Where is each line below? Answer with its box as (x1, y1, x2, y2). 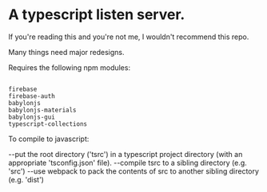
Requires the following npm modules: (8, 62, 130, 72)
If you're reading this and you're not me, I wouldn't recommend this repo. (8, 32, 249, 41)
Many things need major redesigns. (8, 47, 126, 57)
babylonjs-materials (8, 106, 78, 114)
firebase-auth (8, 92, 56, 100)
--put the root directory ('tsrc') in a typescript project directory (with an (8, 149, 243, 159)
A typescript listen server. (8, 6, 185, 24)
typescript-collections (8, 120, 88, 128)
